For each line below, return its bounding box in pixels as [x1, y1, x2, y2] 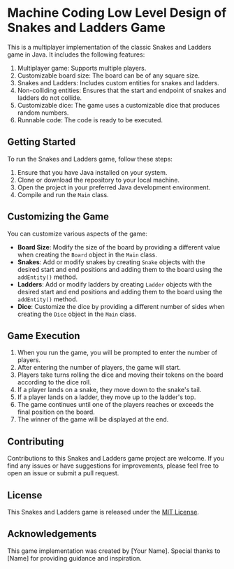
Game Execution [7, 330, 80, 342]
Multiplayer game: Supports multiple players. [17, 64, 147, 72]
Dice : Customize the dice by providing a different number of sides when [17, 302, 225, 310]
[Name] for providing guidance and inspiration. [7, 554, 142, 562]
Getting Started [7, 136, 76, 148]
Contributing [7, 435, 64, 447]
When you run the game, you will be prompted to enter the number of [17, 348, 218, 357]
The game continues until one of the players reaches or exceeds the [17, 401, 214, 409]
